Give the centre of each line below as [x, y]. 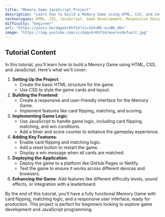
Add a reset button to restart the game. [59, 147]
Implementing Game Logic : [40, 116]
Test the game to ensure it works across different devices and [82, 168]
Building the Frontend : [35, 95]
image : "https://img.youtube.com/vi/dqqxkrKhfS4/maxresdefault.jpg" [77, 33]
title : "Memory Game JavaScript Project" [48, 10]
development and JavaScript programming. [49, 209]
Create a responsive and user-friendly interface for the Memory [84, 100]
